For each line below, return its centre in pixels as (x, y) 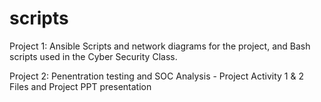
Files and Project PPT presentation (80, 86)
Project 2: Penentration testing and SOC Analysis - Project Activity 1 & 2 (156, 76)
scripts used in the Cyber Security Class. (93, 56)
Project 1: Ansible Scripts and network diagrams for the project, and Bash (160, 46)
